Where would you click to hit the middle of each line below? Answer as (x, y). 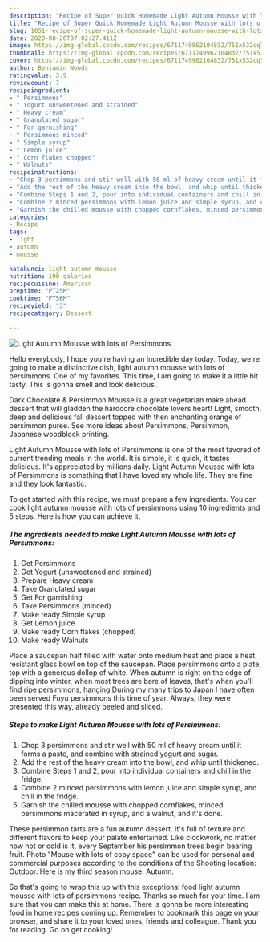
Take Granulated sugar (58, 588)
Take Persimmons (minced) (66, 605)
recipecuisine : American (50, 284)
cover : (20, 61)
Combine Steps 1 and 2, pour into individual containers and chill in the (136, 770)
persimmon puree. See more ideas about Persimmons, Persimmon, (120, 425)
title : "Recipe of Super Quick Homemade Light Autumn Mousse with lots (131, 23)
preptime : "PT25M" (40, 291)
